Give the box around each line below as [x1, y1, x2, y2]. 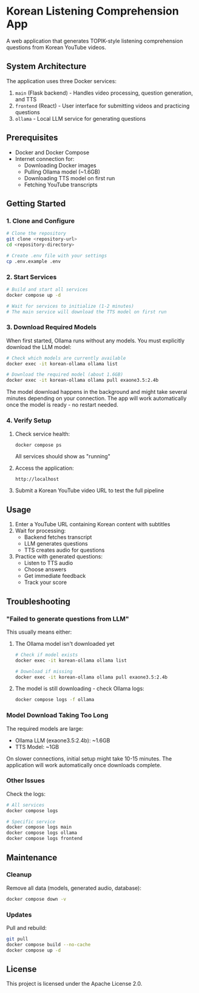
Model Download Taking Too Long [6, 711, 109, 720]
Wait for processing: [15, 527, 66, 535]
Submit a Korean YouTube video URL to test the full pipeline [15, 487, 164, 494]
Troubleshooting [6, 596, 71, 606]
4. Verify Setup [6, 416, 52, 425]
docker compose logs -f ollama [15, 697, 95, 703]
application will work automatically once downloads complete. [6, 761, 162, 768]
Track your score [24, 578, 67, 586]
